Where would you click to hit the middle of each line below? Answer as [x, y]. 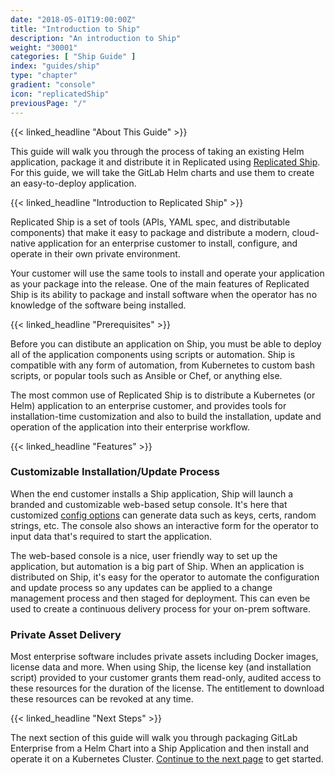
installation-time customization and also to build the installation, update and [166, 416]
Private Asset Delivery [66, 634]
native [23, 243]
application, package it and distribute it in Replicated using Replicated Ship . [165, 162]
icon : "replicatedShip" [60, 94]
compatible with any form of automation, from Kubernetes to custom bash [163, 365]
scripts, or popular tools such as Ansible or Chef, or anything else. [146, 375]
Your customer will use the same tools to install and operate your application [167, 273]
